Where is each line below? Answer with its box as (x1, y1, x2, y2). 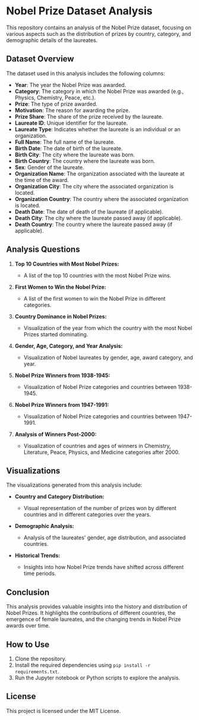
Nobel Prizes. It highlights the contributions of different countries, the (6, 610, 176, 617)
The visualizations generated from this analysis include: (6, 481, 143, 489)
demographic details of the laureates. (6, 36, 98, 44)
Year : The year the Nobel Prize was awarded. (14, 81, 127, 88)
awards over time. (6, 622, 50, 629)
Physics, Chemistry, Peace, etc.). (14, 94, 96, 101)
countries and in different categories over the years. (23, 511, 151, 518)
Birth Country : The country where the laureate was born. (14, 157, 156, 165)
